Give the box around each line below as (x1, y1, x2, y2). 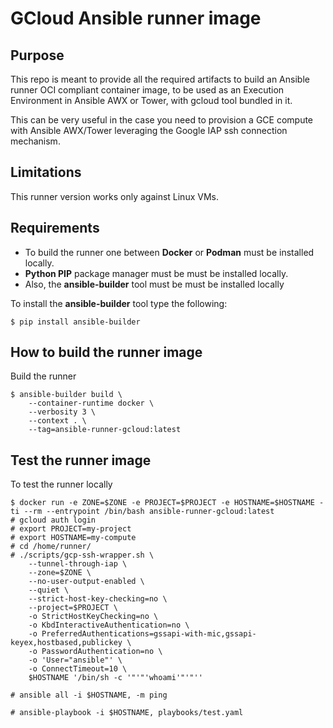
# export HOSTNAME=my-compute (10, 533, 137, 543)
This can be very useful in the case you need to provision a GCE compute (10, 114, 314, 126)
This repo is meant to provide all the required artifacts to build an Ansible (10, 73, 310, 85)
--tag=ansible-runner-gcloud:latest (28, 425, 182, 435)
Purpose (10, 47, 65, 64)
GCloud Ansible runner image (10, 7, 262, 30)
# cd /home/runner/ (10, 542, 92, 552)
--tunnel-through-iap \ (28, 559, 128, 569)
